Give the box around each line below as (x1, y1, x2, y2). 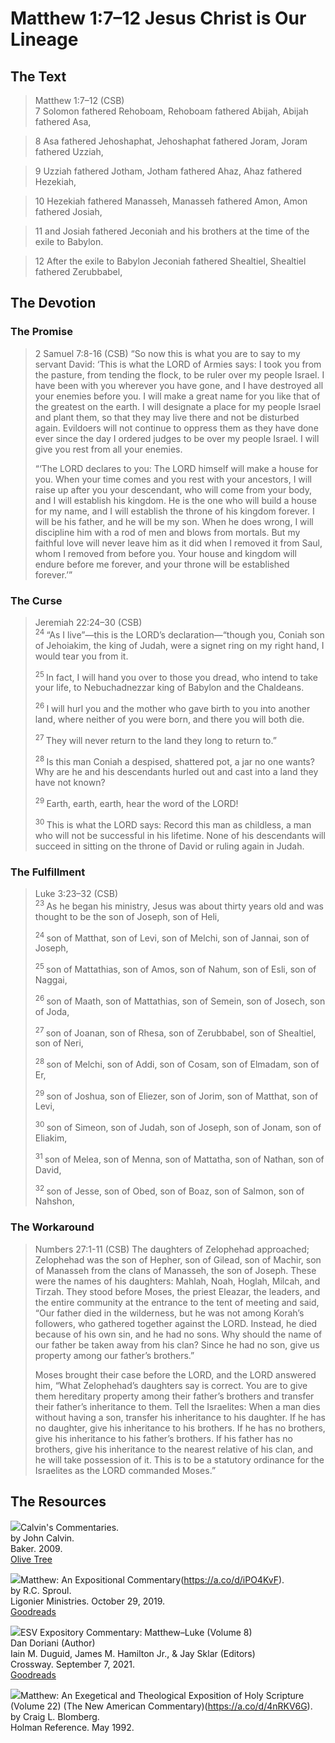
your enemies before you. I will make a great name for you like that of (34, 390, 321, 402)
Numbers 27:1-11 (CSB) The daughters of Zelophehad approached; (34, 1243, 310, 1255)
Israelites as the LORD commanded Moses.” (34, 1464, 217, 1476)
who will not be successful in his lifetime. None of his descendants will (34, 829, 326, 841)
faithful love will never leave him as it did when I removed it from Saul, (34, 537, 323, 549)
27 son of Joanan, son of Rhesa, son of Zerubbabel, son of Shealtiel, (34, 1025, 317, 1039)
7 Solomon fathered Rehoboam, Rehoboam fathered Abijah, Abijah (34, 105, 309, 117)
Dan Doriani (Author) (10, 1637, 96, 1649)
